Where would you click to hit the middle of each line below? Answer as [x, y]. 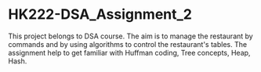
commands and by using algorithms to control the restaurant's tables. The [128, 44]
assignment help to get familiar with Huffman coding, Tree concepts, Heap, [129, 52]
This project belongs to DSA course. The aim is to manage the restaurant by [130, 36]
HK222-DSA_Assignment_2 [100, 14]
